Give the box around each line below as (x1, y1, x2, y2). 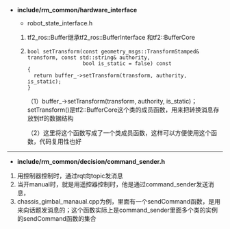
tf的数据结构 (39, 114, 74, 122)
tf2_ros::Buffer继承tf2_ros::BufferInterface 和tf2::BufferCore (27, 34, 195, 41)
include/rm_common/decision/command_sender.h (16, 158, 166, 165)
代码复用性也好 (39, 137, 82, 145)
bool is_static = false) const (82, 60, 172, 67)
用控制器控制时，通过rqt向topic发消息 (16, 171, 123, 180)
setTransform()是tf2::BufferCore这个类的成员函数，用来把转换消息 (27, 106, 214, 114)
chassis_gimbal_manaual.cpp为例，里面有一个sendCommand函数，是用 (16, 197, 221, 205)
